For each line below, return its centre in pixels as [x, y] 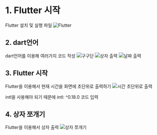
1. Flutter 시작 [33, 10]
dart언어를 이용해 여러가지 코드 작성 [40, 55]
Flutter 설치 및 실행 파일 [29, 25]
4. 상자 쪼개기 [25, 114]
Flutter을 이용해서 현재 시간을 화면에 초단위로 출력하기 [58, 86]
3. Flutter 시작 [27, 73]
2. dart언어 [22, 43]
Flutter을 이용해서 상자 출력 [32, 127]
